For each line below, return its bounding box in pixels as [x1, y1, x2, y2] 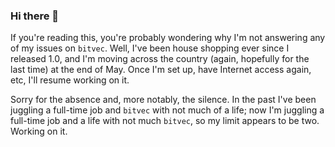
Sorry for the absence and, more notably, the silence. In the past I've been [10, 94, 317, 106]
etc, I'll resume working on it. [10, 74, 130, 86]
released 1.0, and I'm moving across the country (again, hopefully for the [10, 53, 310, 65]
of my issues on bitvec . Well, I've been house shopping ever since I [10, 42, 290, 54]
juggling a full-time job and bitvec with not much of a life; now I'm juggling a [10, 104, 325, 116]
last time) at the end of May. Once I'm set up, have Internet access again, [10, 64, 312, 76]
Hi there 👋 [10, 9, 60, 23]
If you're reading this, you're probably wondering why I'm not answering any [10, 32, 326, 44]
